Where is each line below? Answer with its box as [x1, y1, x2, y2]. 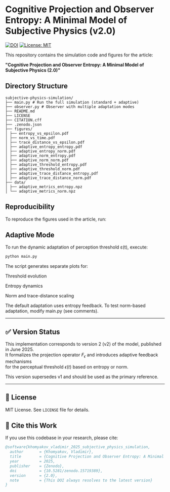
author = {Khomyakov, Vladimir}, [10, 449, 94, 454]
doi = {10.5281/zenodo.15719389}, [10, 468, 103, 473]
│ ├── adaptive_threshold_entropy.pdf [5, 162, 87, 167]
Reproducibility [5, 202, 55, 211]
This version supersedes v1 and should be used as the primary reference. [5, 374, 158, 380]
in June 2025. [5, 347, 34, 353]
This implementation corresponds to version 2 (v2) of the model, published [5, 341, 162, 347]
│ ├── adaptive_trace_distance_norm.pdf [5, 175, 92, 180]
